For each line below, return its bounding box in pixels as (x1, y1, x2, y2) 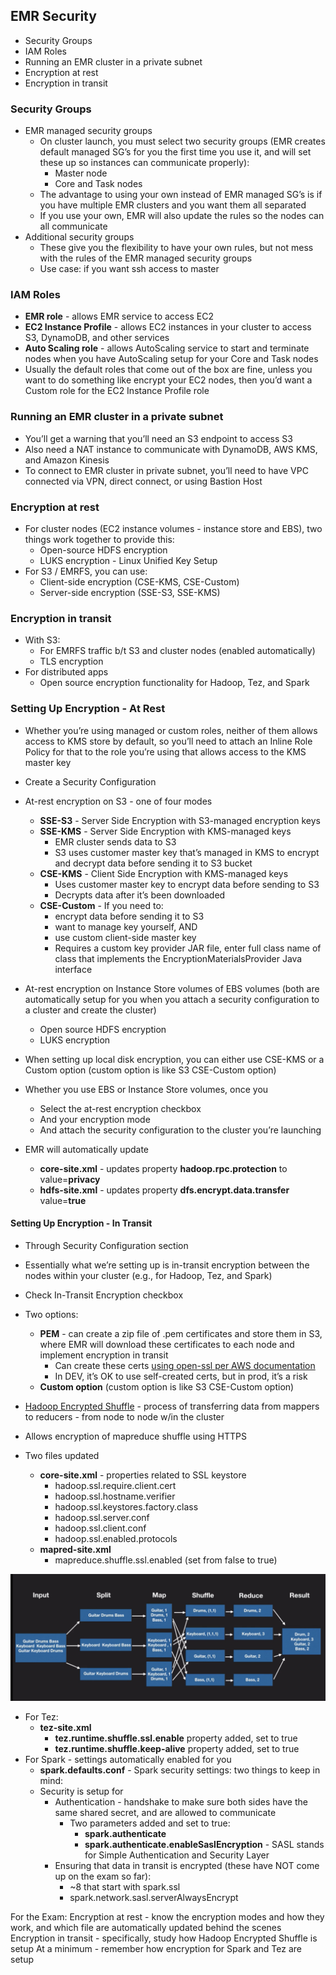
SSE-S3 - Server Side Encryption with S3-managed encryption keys (39, 814, 322, 826)
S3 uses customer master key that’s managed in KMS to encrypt (54, 846, 320, 858)
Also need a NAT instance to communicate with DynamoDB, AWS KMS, (24, 443, 318, 455)
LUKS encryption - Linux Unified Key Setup (39, 555, 218, 566)
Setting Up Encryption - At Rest (10, 702, 166, 716)
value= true (39, 1194, 87, 1206)
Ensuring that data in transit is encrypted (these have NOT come (54, 1859, 320, 1871)
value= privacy (39, 1173, 101, 1185)
